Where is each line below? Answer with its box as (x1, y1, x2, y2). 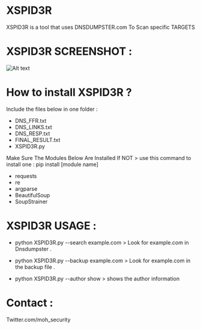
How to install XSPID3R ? (6, 85, 132, 99)
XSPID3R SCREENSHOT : (6, 45, 133, 58)
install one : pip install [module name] (6, 161, 99, 168)
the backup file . (14, 263, 55, 271)
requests (14, 172, 37, 179)
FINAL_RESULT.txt (14, 136, 61, 143)
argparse (14, 185, 38, 192)
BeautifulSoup (14, 191, 50, 198)
